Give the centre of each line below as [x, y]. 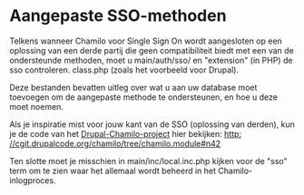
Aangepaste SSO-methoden [118, 16]
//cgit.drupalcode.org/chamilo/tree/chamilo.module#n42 [115, 143]
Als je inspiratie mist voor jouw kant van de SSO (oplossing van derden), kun [152, 124]
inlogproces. [33, 180]
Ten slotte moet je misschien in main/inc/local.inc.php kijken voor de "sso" [148, 161]
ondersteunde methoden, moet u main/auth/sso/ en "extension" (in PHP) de [151, 60]
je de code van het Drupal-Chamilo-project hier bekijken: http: [126, 133]
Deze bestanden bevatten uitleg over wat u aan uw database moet [133, 87]
